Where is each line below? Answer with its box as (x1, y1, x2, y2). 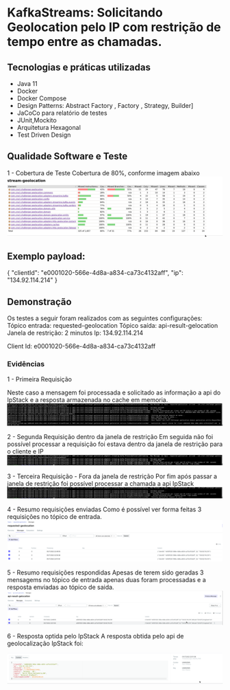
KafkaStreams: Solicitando (7, 5, 163, 21)
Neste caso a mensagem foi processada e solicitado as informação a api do (7, 388, 221, 397)
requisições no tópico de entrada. (7, 513, 103, 521)
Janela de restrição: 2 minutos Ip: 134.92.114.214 (7, 329, 144, 337)
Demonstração (7, 296, 72, 307)
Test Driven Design (16, 131, 71, 139)
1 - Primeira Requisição (7, 375, 73, 383)
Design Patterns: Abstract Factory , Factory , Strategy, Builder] (16, 102, 194, 109)
